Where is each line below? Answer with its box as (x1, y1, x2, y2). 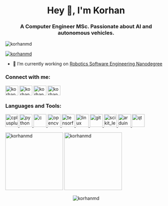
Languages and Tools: (5, 102, 61, 109)
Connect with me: (5, 74, 51, 81)
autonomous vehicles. (57, 29, 115, 36)
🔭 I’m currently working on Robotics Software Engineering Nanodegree (12, 61, 163, 67)
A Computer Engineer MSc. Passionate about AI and (20, 23, 152, 30)
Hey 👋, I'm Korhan (47, 5, 125, 16)
